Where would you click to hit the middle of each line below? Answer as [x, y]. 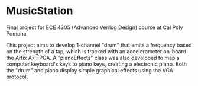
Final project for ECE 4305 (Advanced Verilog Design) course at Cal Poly [95, 27]
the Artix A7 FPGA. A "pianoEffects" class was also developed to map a [93, 58]
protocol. [17, 77]
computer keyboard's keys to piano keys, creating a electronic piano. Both [97, 64]
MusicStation [40, 11]
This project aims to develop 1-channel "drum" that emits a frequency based [99, 45]
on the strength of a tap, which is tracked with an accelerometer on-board [96, 51]
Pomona [16, 33]
